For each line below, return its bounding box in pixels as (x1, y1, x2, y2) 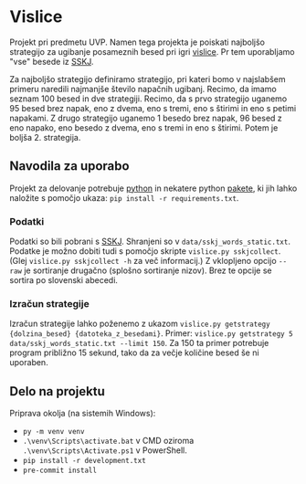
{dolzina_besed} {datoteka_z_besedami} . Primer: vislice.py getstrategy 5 (9, 328, 294, 339)
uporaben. (9, 357, 48, 368)
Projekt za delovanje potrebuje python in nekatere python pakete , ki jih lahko (9, 183, 298, 194)
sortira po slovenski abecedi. (9, 275, 119, 286)
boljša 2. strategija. (9, 132, 81, 142)
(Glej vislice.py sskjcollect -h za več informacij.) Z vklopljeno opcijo (9, 256, 277, 267)
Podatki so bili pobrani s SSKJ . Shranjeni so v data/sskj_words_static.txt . (9, 236, 290, 247)
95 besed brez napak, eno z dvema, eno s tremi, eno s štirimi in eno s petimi (9, 102, 297, 113)
